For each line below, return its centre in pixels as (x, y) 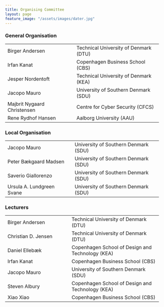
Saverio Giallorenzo (30, 175)
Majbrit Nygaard (26, 104)
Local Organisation (28, 132)
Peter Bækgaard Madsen (36, 162)
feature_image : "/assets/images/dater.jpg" (50, 19)
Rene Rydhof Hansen (32, 118)
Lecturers (17, 207)
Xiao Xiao (19, 297)
